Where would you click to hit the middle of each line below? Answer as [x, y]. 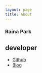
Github [19, 60]
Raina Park [18, 32]
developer [21, 48]
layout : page [19, 10]
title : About [19, 14]
